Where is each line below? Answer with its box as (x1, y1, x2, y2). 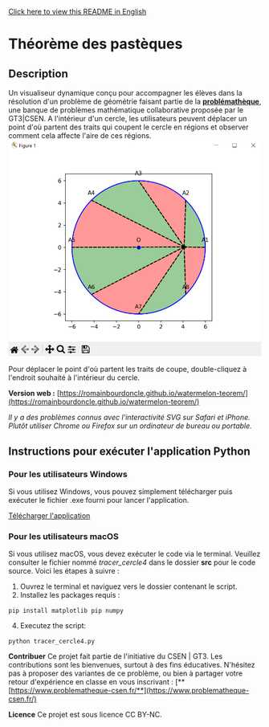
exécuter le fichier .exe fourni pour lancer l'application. (8, 495, 190, 504)
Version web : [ (8, 389, 60, 398)
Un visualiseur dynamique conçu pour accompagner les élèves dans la (8, 88, 243, 97)
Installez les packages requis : (19, 590, 120, 600)
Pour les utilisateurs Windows (8, 468, 128, 480)
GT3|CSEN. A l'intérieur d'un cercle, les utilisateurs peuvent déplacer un (8, 114, 247, 123)
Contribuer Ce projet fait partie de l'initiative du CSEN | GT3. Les (8, 651, 223, 661)
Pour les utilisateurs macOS (8, 530, 119, 541)
